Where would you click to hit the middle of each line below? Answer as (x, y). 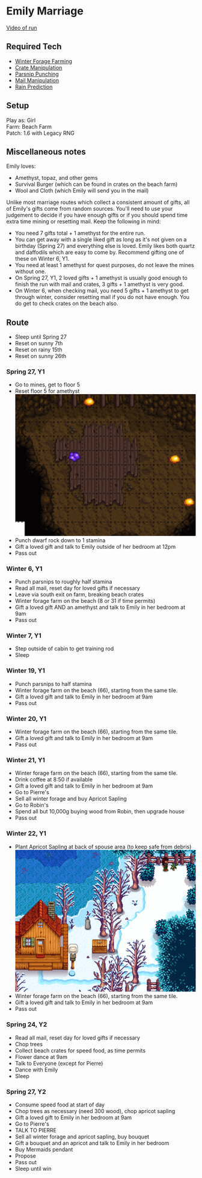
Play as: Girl (21, 120)
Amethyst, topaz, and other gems (56, 178)
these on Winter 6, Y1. (42, 259)
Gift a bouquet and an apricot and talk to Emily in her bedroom (92, 1143)
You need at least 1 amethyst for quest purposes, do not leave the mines (104, 265)
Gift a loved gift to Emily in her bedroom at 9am (73, 1118)
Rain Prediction (34, 87)
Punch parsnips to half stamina (53, 683)
